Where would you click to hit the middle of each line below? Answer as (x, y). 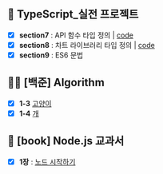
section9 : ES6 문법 (51, 55)
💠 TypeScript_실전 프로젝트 (73, 14)
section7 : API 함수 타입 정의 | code (76, 35)
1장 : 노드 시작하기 (47, 161)
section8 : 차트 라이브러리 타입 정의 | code (87, 45)
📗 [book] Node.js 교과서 (66, 141)
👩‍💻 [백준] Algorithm (56, 83)
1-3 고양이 (35, 103)
